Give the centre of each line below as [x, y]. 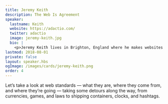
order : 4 [14, 71]
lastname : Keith [27, 24]
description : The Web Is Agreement [43, 15]
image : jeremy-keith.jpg [36, 38]
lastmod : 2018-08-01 [27, 52]
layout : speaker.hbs [27, 62]
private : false [21, 57]
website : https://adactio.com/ [43, 29]
